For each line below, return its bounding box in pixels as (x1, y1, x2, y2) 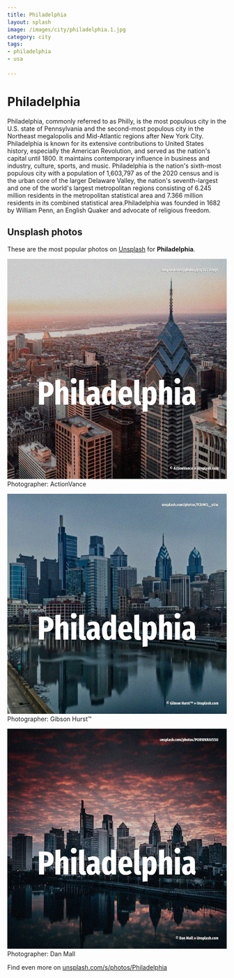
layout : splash (7, 18, 52, 26)
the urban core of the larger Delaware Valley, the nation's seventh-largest (7, 176, 218, 184)
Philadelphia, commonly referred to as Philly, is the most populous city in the (7, 117, 227, 125)
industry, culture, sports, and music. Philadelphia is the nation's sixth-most (7, 161, 221, 170)
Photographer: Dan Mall (7, 949, 75, 958)
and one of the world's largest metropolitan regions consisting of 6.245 (7, 184, 212, 192)
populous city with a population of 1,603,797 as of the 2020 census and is (7, 168, 219, 177)
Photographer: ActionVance (7, 479, 87, 488)
